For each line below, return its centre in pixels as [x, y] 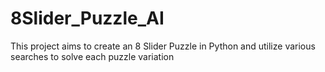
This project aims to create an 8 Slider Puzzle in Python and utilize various [163, 46]
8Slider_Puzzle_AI [87, 18]
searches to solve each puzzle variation [92, 56]
